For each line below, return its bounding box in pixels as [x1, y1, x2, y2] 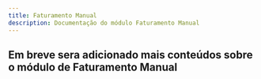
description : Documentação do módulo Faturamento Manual [8, 19, 200, 27]
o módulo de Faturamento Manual [8, 60, 178, 73]
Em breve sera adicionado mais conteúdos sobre [8, 48, 253, 62]
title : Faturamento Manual [8, 11, 97, 20]
